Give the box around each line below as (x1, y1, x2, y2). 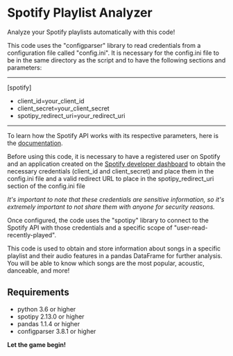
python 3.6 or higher (17, 305, 76, 313)
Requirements (7, 287, 69, 298)
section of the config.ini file (7, 182, 85, 190)
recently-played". (7, 230, 57, 239)
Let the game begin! (7, 340, 66, 348)
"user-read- (173, 223, 208, 232)
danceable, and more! (7, 266, 70, 275)
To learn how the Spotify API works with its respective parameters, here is (7, 131, 219, 139)
